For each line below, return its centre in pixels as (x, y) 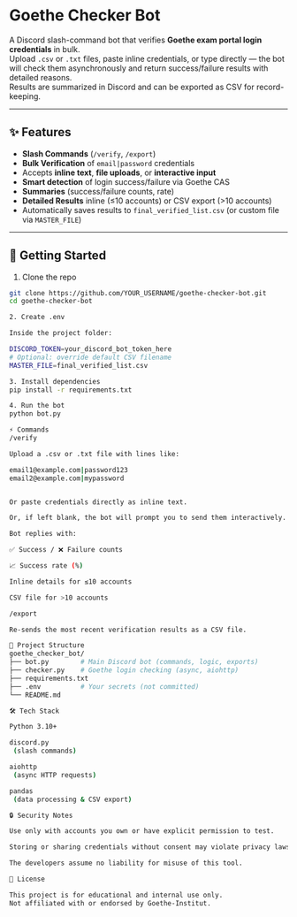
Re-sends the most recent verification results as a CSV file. (128, 630)
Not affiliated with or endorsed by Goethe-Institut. (110, 903)
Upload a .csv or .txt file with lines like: (94, 454)
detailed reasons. (41, 77)
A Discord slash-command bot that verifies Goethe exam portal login (136, 40)
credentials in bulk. (45, 49)
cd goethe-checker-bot (51, 302)
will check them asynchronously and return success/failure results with (139, 68)
